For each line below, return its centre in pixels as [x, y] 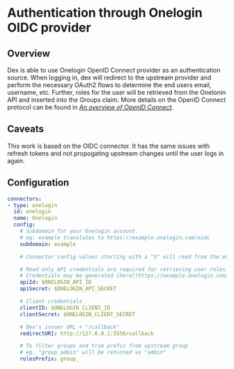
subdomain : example [48, 244]
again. [16, 160]
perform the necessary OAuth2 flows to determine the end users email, [109, 85]
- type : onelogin [32, 205]
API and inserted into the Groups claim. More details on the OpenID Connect [117, 100]
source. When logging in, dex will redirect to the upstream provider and [109, 77]
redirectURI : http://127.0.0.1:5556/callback [87, 333]
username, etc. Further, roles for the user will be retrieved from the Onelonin [117, 92]
